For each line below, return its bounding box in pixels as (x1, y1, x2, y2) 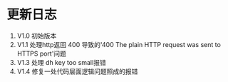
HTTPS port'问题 (16, 49, 67, 58)
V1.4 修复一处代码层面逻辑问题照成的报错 (16, 67, 138, 76)
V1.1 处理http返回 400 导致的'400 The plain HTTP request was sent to (16, 40, 222, 48)
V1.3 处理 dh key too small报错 (16, 58, 106, 66)
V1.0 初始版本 (16, 31, 57, 40)
